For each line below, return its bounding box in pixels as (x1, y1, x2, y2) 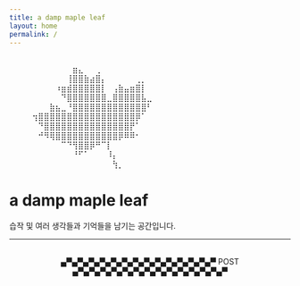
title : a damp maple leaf (9, 13, 105, 22)
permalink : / (9, 29, 58, 38)
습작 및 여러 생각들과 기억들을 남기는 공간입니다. (9, 221, 177, 231)
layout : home (9, 21, 58, 30)
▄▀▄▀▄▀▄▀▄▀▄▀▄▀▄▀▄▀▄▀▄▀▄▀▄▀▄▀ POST (61, 257, 239, 267)
